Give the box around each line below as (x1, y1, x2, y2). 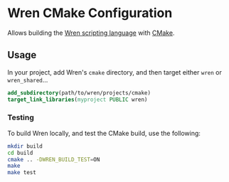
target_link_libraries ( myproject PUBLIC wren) (7, 96, 148, 103)
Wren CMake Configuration (7, 5, 173, 21)
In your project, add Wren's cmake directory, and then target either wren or (7, 68, 222, 76)
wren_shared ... (7, 75, 48, 84)
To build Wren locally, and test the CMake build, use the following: (7, 129, 201, 137)
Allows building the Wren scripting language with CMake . (7, 28, 175, 37)
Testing (7, 112, 34, 122)
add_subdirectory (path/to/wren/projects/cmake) (7, 89, 151, 97)
